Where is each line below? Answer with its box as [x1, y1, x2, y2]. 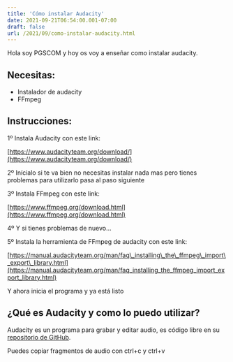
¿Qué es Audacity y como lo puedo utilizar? [7, 307, 200, 319]
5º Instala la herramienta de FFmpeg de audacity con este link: [7, 237, 187, 245]
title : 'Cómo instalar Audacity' [7, 10, 105, 17]
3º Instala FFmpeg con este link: [7, 189, 100, 198]
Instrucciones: [7, 115, 72, 127]
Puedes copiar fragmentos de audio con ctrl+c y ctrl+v [7, 347, 165, 355]
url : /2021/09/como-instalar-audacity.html [7, 29, 136, 37]
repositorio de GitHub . [7, 333, 71, 341]
